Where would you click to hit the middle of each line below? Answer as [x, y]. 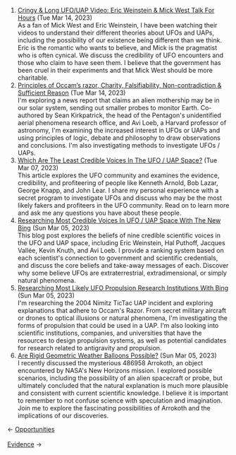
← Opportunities [31, 429]
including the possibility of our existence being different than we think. [119, 40]
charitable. [33, 78]
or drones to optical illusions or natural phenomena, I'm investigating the [122, 318]
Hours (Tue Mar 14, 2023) [55, 18]
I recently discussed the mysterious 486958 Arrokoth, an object [110, 363]
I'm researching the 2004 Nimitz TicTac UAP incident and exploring [115, 303]
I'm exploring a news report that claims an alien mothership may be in [118, 100]
